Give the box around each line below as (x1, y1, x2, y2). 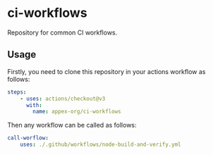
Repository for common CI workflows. (7, 28, 118, 37)
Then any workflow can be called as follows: (7, 121, 137, 130)
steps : (7, 88, 27, 96)
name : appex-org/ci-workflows (32, 108, 121, 116)
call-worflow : (7, 135, 49, 142)
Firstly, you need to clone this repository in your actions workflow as (7, 67, 206, 75)
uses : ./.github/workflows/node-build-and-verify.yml (20, 141, 181, 149)
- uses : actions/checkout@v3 (20, 95, 106, 102)
